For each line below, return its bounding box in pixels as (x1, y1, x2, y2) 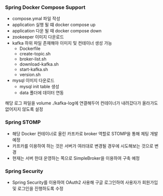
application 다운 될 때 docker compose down (12, 28, 102, 34)
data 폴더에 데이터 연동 (19, 90, 64, 96)
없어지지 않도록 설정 (5, 106, 43, 112)
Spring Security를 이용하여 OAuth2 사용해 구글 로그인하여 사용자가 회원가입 (12, 179, 158, 185)
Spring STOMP (5, 119, 41, 126)
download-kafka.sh (19, 61, 59, 67)
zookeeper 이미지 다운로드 (12, 34, 64, 40)
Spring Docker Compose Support (5, 4, 86, 11)
